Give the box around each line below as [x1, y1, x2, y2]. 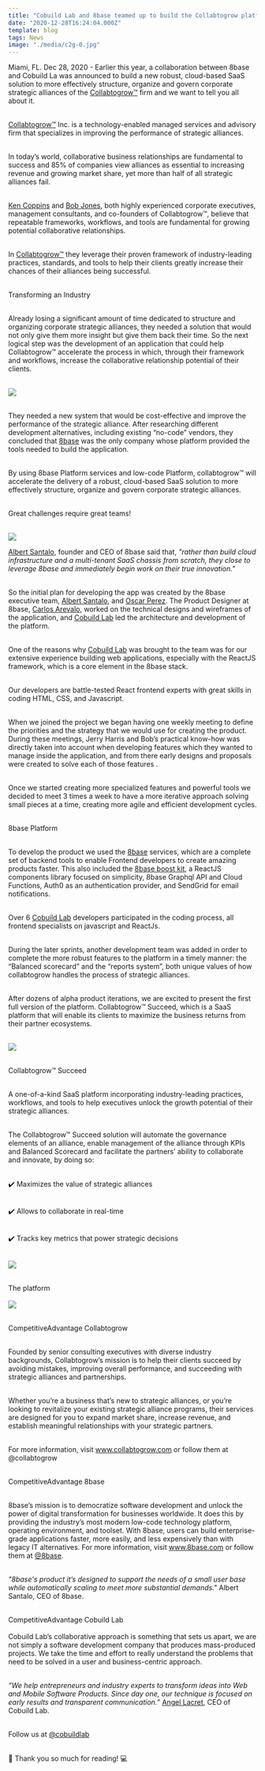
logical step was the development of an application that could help [8, 339, 225, 348]
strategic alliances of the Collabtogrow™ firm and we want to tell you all [8, 88, 239, 97]
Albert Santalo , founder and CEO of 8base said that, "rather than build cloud [8, 547, 256, 557]
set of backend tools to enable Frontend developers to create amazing [8, 856, 237, 865]
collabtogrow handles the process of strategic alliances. [8, 970, 191, 980]
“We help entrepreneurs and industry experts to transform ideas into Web [8, 1681, 248, 1690]
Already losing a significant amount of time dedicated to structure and [8, 313, 236, 324]
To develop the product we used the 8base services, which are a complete [8, 847, 251, 857]
